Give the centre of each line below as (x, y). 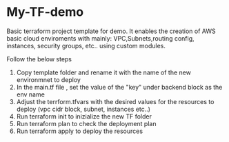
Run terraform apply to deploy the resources (79, 131)
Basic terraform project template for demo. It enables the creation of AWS (111, 31)
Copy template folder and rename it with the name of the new (103, 72)
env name (31, 94)
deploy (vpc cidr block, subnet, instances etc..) (83, 109)
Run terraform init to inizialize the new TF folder (84, 116)
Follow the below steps (39, 59)
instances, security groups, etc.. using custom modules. (86, 45)
